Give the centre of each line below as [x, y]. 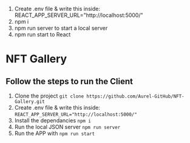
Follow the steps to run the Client [69, 81]
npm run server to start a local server [61, 28]
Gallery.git [29, 102]
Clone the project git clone [49, 96]
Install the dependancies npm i [53, 120]
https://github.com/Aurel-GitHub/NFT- [135, 96]
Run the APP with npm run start [55, 133]
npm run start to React [42, 35]
